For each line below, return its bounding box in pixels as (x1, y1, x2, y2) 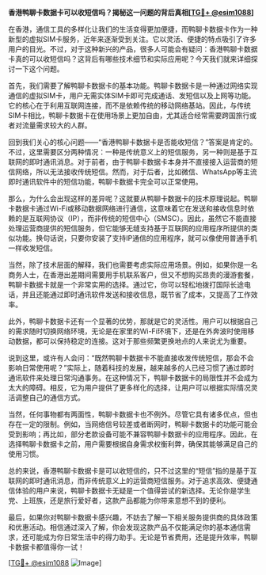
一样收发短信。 (8, 243, 57, 253)
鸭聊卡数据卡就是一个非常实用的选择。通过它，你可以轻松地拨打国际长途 (8, 280, 244, 289)
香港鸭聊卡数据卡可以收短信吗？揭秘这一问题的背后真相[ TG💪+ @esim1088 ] (8, 8, 255, 17)
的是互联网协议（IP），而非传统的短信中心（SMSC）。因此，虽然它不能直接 (14, 214, 257, 223)
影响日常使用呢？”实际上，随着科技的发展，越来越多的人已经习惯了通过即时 (8, 364, 255, 372)
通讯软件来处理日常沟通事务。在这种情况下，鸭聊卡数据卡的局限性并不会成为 (8, 373, 258, 383)
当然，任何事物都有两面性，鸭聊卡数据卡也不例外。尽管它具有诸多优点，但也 (8, 409, 258, 419)
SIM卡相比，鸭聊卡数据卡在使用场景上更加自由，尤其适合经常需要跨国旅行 (8, 111, 250, 120)
